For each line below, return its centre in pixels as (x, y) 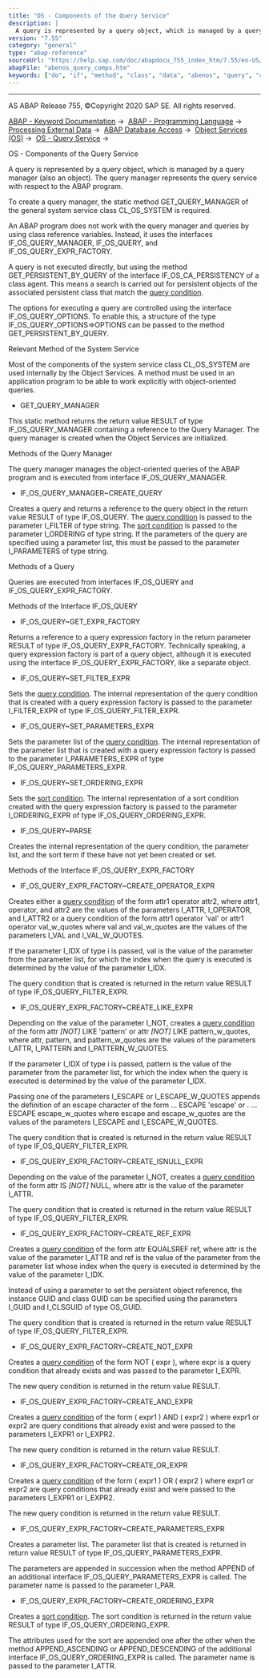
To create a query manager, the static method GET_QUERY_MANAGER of (128, 202)
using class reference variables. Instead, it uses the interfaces (111, 234)
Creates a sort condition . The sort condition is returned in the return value (130, 1616)
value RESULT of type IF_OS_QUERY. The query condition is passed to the (130, 516)
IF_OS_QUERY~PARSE (56, 830)
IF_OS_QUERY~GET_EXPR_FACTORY (80, 621)
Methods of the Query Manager (60, 453)
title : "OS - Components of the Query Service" (89, 16)
